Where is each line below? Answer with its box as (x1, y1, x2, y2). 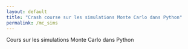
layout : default (6, 8, 47, 15)
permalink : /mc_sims (6, 20, 59, 26)
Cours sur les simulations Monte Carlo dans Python (6, 36, 134, 44)
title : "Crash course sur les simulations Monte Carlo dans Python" (6, 14, 183, 20)
